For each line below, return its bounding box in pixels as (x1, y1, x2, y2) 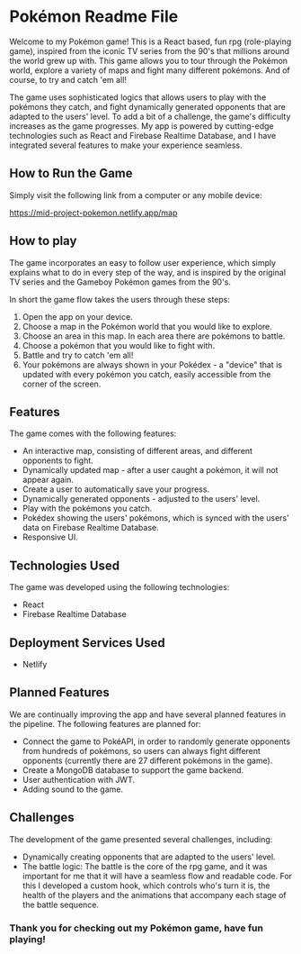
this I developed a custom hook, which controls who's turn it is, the (22, 880, 270, 891)
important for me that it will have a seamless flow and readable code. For (22, 870, 293, 881)
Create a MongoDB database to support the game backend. (22, 764, 244, 776)
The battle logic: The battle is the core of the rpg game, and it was (22, 860, 268, 871)
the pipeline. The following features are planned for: (9, 718, 201, 729)
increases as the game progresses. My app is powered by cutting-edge (9, 120, 274, 132)
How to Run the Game (9, 166, 133, 181)
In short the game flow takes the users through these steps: (9, 294, 231, 304)
